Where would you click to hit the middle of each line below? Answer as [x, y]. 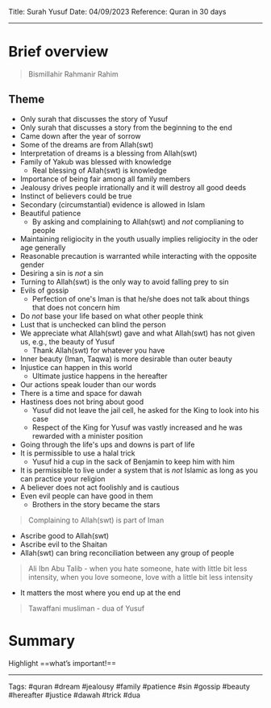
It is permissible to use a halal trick [77, 453]
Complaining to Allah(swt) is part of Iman [96, 520]
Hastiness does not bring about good [81, 402]
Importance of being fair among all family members [105, 179]
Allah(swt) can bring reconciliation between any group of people [127, 552]
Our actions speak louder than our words [88, 384]
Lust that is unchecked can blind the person [93, 324]
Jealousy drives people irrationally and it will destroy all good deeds [133, 187]
